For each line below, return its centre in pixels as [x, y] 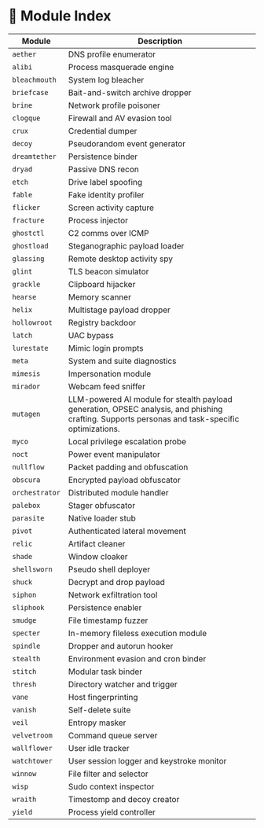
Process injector [98, 220]
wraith [24, 799]
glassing [28, 258]
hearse [24, 297]
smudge [24, 620]
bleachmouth [35, 79]
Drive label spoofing [105, 182]
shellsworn [32, 569]
